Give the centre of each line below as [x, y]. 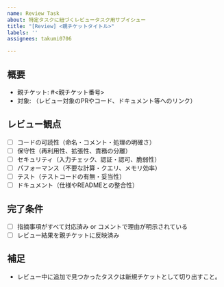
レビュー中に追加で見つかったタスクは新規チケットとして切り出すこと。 [119, 276]
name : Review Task [33, 13]
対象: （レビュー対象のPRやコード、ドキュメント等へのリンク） [107, 101]
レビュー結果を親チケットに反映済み [68, 235]
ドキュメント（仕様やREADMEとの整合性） [77, 185]
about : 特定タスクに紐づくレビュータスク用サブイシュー [76, 20]
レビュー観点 [34, 124]
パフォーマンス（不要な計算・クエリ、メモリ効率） [89, 168]
